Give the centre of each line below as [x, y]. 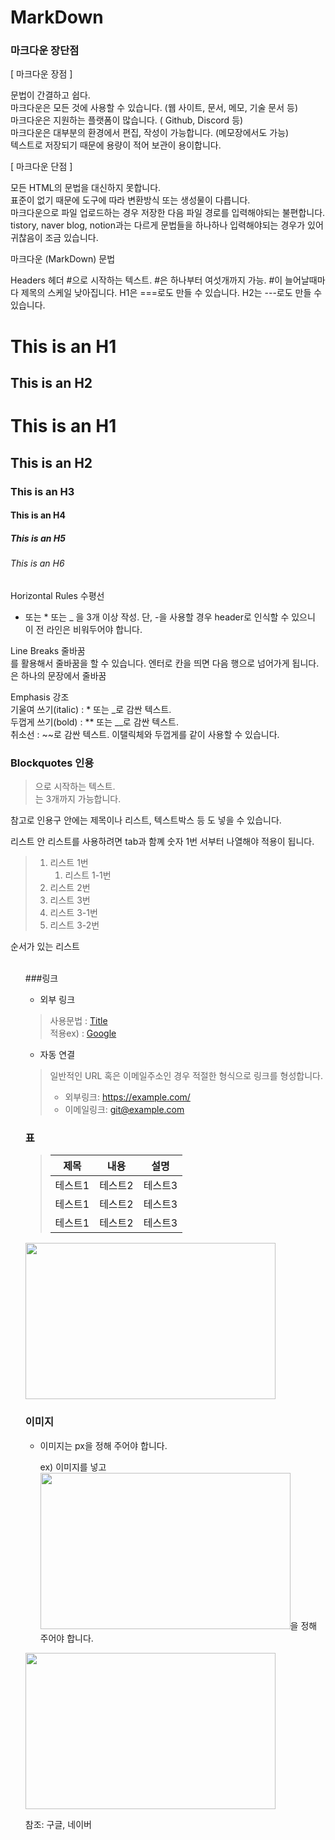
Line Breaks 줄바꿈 [48, 650]
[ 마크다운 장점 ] [41, 74]
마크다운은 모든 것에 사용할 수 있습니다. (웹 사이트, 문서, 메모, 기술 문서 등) [154, 108]
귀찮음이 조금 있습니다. [54, 238]
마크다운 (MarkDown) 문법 [63, 259]
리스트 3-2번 [74, 925]
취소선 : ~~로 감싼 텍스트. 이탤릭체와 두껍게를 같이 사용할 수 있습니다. [145, 734]
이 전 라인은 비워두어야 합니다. [83, 629]
